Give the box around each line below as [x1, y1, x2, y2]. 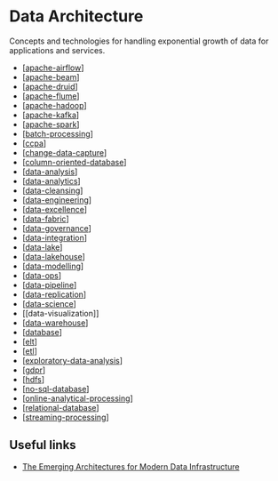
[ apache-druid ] [21, 81, 78, 92]
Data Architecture [9, 6, 144, 27]
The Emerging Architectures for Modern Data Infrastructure [21, 461, 240, 472]
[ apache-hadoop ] [21, 100, 87, 110]
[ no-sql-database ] [21, 383, 90, 394]
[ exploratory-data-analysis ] [21, 355, 123, 365]
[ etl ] [21, 345, 37, 357]
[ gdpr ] [21, 365, 46, 375]
